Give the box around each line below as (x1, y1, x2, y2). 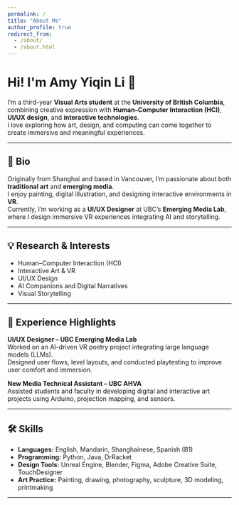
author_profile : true (7, 24, 72, 31)
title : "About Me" (7, 17, 62, 24)
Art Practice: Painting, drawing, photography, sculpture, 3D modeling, (17, 476, 224, 484)
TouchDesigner (17, 468, 63, 476)
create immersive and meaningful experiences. (7, 128, 145, 136)
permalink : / (7, 10, 46, 18)
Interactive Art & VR (17, 266, 76, 275)
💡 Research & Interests (7, 240, 110, 252)
